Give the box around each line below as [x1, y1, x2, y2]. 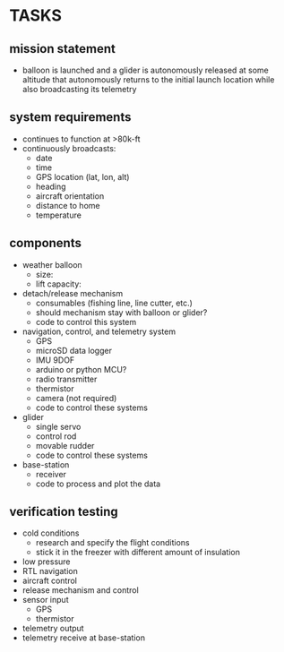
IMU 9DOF [35, 355, 75, 365]
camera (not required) [35, 392, 117, 403]
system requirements [9, 109, 132, 125]
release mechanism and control [22, 585, 139, 596]
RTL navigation [22, 566, 78, 577]
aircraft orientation [35, 190, 105, 202]
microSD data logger [35, 345, 112, 356]
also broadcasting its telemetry [22, 84, 137, 94]
